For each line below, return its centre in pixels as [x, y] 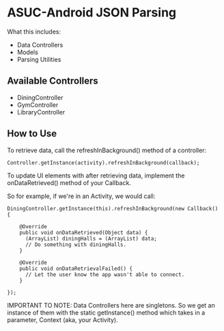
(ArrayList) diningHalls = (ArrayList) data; [91, 238]
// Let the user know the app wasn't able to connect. [105, 274]
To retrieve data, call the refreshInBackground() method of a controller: [107, 150]
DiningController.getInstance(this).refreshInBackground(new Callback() [113, 208]
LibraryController [41, 112]
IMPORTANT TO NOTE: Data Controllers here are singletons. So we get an [111, 305]
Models [28, 52]
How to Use [32, 134]
